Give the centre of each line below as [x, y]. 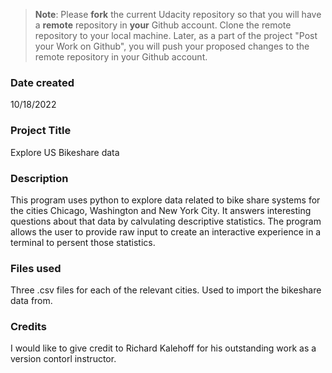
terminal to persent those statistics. [83, 242]
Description [39, 178]
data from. [31, 301]
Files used [36, 268]
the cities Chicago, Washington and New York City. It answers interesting [161, 210]
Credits [28, 327]
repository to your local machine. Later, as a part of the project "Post [176, 35]
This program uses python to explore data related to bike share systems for [165, 200]
